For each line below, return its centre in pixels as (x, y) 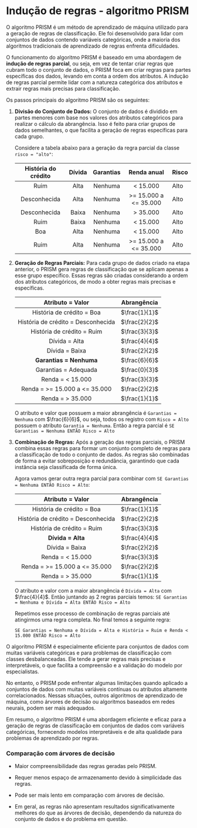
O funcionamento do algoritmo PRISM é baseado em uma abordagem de (94, 57)
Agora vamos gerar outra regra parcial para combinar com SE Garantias (101, 478)
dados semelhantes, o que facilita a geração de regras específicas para (101, 130)
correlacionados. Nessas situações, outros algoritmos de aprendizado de (95, 695)
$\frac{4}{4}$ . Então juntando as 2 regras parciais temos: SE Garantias (101, 597)
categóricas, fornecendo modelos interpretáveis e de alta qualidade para (94, 731)
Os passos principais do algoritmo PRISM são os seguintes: (78, 100)
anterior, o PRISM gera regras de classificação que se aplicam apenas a (101, 269)
